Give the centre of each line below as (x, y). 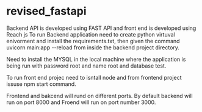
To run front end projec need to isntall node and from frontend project (94, 77)
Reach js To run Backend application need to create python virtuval (91, 34)
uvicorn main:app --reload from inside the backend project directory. (93, 47)
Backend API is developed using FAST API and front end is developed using (101, 28)
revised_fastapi (46, 11)
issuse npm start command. (41, 84)
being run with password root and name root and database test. (86, 66)
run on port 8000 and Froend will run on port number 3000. (81, 102)
